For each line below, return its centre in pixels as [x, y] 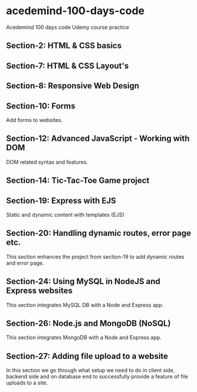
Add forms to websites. [35, 120]
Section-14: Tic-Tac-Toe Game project [78, 181]
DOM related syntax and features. [47, 162]
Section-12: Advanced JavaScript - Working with [98, 139]
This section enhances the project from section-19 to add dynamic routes [95, 256]
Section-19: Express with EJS [61, 201]
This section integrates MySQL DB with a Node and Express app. [85, 305]
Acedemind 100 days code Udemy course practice [68, 27]
